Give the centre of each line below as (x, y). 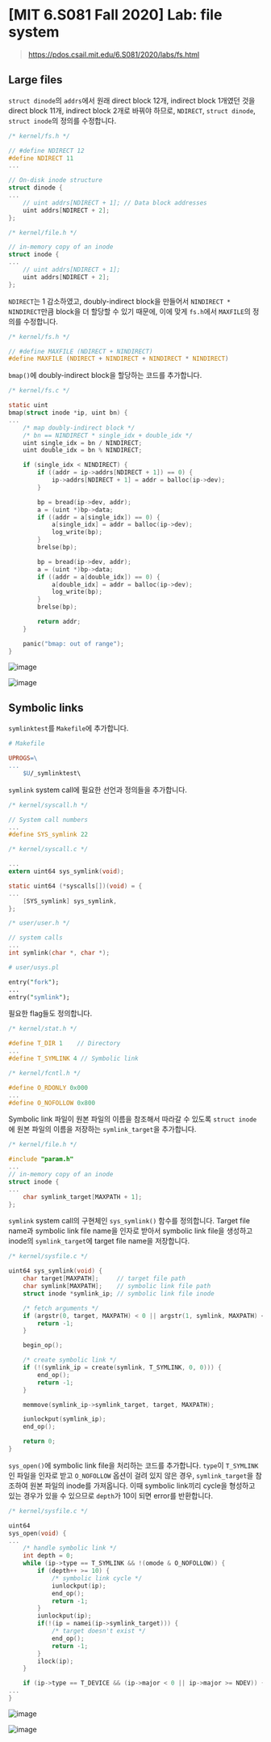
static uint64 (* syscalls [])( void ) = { (75, 886)
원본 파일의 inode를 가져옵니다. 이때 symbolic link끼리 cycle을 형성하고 (142, 1486)
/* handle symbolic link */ (70, 1548)
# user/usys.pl (34, 967)
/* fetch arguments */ (61, 1308)
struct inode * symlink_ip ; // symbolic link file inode (119, 1293)
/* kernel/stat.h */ (43, 1029)
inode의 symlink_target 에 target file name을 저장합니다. (99, 1241)
